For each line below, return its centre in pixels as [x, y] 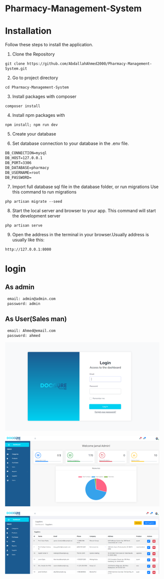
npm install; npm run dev [31, 125]
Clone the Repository [34, 54]
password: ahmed [24, 335]
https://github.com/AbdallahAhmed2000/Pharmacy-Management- [89, 64]
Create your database [34, 134]
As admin [20, 287]
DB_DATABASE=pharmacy [27, 168]
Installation [28, 31]
